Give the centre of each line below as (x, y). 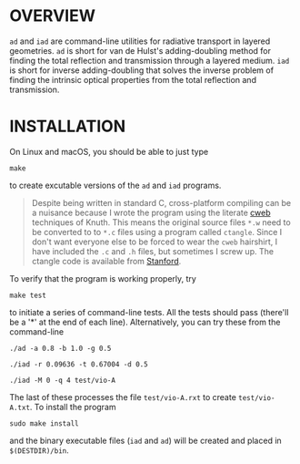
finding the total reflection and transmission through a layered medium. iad (150, 60)
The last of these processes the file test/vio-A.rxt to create (123, 397)
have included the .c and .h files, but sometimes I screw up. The (153, 251)
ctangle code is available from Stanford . (106, 261)
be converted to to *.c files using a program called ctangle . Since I (157, 232)
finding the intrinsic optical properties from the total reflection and (133, 79)
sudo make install (44, 423)
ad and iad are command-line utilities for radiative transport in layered (140, 41)
